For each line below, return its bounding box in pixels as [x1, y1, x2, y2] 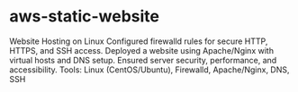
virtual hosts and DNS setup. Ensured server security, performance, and [9, 54, 277, 65]
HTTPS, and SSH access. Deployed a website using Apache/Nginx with [9, 45, 275, 55]
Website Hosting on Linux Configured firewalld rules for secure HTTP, [9, 36, 268, 46]
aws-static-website [9, 6, 160, 27]
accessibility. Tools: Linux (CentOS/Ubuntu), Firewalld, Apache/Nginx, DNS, [9, 64, 290, 75]
